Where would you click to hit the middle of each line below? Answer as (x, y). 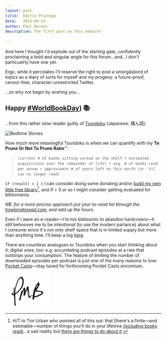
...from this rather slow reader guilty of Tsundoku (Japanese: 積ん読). (76, 123)
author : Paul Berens (27, 26)
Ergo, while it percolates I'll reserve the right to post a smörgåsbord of (77, 72)
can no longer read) (39, 174)
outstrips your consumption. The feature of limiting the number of (72, 255)
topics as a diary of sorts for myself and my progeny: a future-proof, (75, 77)
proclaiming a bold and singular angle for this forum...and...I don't (72, 57)
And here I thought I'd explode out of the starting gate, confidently (73, 52)
